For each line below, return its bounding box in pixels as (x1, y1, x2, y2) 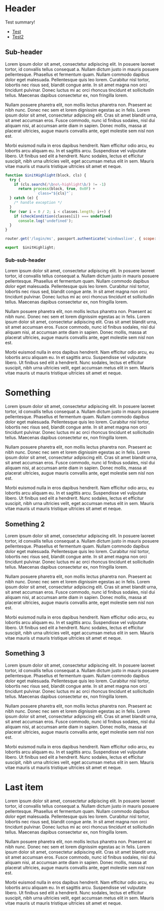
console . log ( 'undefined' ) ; (18, 218, 73, 223)
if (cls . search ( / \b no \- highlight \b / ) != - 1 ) (14, 182, 106, 187)
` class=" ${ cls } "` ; (33, 191, 73, 196)
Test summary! (5, 19, 35, 25)
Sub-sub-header (5, 257, 46, 264)
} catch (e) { (9, 195, 38, 201)
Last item (5, 782, 44, 792)
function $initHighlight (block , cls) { (5, 172, 87, 178)
